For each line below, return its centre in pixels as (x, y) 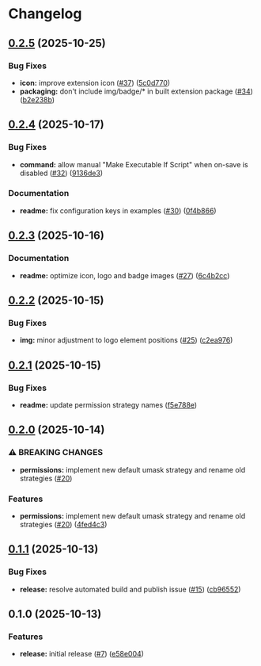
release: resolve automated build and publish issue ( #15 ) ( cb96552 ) (130, 589)
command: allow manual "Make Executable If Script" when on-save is (134, 164)
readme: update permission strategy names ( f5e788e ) (108, 404)
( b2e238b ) (37, 99)
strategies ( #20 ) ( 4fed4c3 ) (63, 524)
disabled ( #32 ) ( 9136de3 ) (61, 173)
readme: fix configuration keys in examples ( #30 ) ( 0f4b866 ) (118, 210)
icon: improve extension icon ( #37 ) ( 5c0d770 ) (95, 82)
